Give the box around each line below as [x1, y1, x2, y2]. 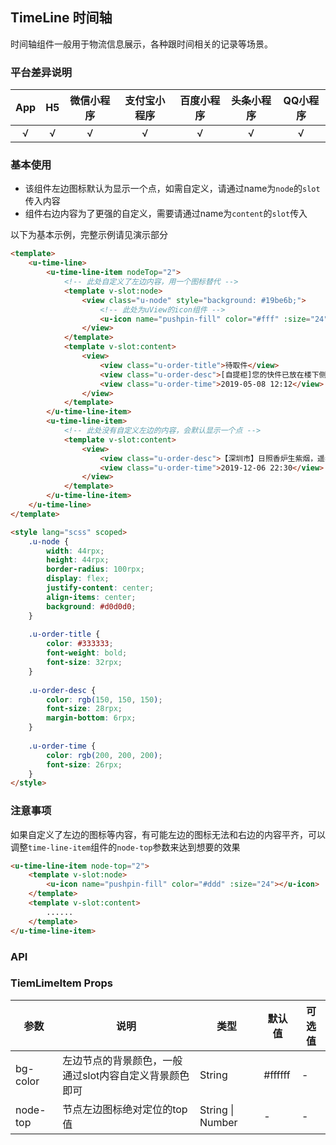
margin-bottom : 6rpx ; [46, 713, 137, 723]
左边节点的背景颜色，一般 [62, 1053, 183, 1067]
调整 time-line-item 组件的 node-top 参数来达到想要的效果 [10, 841, 241, 853]
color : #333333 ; [46, 639, 114, 649]
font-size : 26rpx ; [46, 759, 123, 770]
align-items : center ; [46, 592, 137, 602]
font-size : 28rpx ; [46, 704, 123, 714]
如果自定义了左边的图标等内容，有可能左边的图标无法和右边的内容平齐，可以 [10, 828, 326, 840]
